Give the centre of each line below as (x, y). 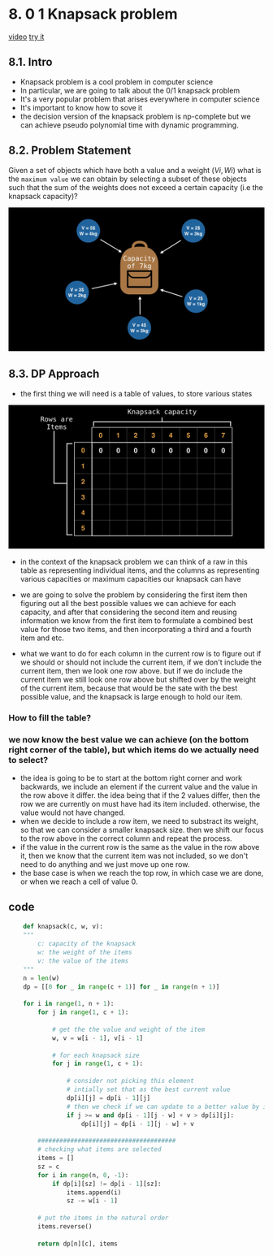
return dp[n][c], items (78, 1244)
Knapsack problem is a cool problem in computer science (117, 81)
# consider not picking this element (130, 1081)
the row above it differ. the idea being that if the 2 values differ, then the (140, 795)
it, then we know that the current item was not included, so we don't (134, 855)
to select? (28, 760)
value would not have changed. (73, 812)
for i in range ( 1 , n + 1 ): (69, 1004)
